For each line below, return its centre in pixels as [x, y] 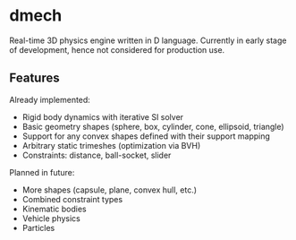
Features [34, 78]
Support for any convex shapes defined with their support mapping [146, 136]
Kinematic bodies [54, 209]
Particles [38, 227]
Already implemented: [50, 99]
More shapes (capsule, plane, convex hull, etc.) [110, 190]
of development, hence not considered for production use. [117, 49]
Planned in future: [42, 172]
